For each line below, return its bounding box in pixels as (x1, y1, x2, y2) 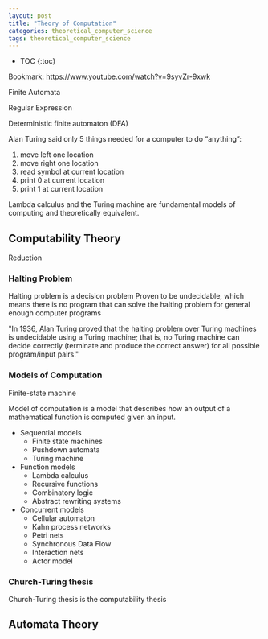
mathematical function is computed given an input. (8, 412, 177, 422)
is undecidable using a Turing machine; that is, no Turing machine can (8, 332, 240, 342)
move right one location (19, 159, 99, 168)
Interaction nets (31, 547, 84, 557)
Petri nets (31, 530, 64, 540)
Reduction (8, 253, 43, 262)
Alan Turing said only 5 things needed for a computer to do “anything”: (8, 134, 242, 144)
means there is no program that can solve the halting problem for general (8, 299, 250, 310)
